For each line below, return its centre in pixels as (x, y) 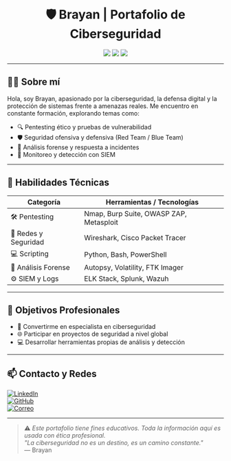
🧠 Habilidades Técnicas (58, 183)
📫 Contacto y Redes (52, 374)
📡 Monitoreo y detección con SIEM (66, 154)
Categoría (44, 202)
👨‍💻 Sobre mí (34, 82)
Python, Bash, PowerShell (125, 255)
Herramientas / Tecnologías (152, 202)
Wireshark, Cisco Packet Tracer (135, 237)
